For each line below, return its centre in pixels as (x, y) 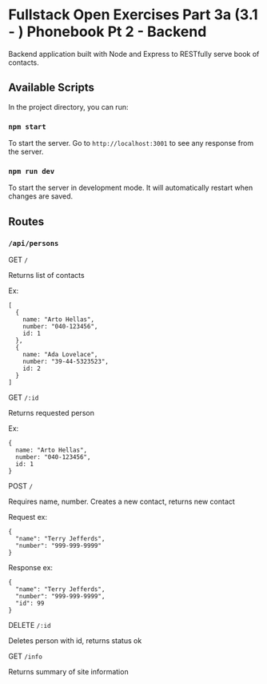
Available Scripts (51, 88)
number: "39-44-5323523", (66, 362)
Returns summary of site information (69, 672)
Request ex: (28, 517)
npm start (27, 127)
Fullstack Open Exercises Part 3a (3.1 (133, 15)
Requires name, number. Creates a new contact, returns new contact (122, 501)
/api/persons (34, 243)
